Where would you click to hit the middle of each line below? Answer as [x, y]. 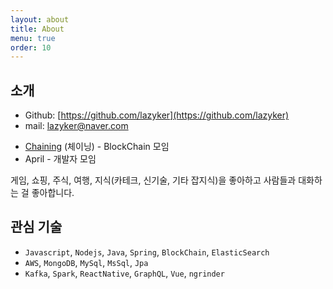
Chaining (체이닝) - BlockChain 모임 [97, 147]
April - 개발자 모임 [60, 159]
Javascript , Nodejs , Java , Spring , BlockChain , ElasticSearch [147, 252]
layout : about [40, 19]
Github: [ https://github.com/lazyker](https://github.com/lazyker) [157, 115]
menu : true [33, 38]
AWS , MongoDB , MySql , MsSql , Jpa [86, 262]
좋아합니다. [53, 193]
